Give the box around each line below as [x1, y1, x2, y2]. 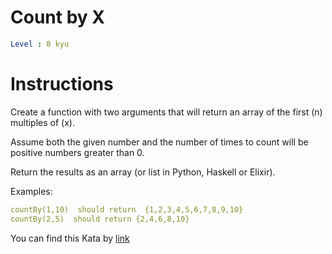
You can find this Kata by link [10, 232, 130, 244]
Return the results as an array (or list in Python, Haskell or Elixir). [10, 166, 276, 178]
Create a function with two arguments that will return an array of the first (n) [10, 106, 323, 118]
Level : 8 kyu [10, 39, 70, 49]
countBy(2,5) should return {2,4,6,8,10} [10, 214, 190, 224]
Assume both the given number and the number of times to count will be [10, 136, 309, 148]
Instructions [10, 73, 114, 95]
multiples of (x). [10, 116, 75, 128]
